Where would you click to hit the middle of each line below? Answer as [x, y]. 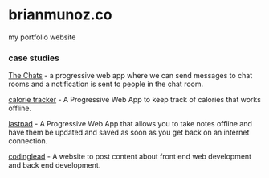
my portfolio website [42, 37]
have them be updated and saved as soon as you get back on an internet [129, 132]
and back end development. [55, 165]
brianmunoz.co [60, 15]
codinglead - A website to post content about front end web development [130, 157]
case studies [34, 58]
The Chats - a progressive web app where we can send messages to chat [130, 76]
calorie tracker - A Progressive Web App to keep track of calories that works [134, 100]
